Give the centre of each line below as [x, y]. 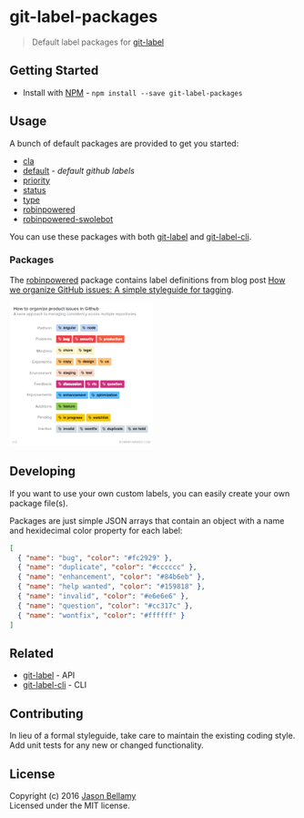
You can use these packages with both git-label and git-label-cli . [131, 236]
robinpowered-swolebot [68, 219]
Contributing [46, 714]
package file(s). [39, 503]
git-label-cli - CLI [55, 685]
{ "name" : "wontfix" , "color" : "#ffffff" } [101, 615]
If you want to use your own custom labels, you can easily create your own [150, 493]
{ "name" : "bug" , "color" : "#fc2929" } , [95, 557]
